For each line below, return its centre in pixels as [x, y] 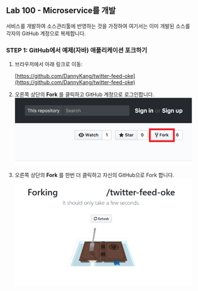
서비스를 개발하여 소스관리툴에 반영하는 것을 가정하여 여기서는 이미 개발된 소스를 [98, 26]
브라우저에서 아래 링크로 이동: [49, 64]
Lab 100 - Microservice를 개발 [61, 11]
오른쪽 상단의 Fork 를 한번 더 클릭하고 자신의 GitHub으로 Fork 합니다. [94, 175]
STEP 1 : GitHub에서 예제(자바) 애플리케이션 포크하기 [77, 50]
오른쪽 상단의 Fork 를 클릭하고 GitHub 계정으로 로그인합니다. [84, 95]
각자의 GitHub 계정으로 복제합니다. [46, 33]
